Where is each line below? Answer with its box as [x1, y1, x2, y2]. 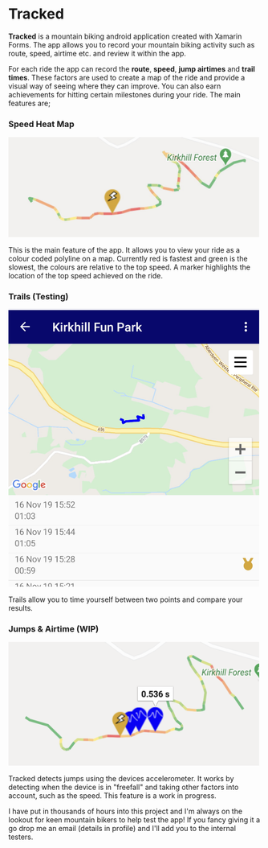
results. [8, 603, 34, 612]
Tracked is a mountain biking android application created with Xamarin [8, 31, 242, 41]
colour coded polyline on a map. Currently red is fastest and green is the [8, 254, 248, 264]
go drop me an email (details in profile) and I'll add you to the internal [8, 824, 237, 834]
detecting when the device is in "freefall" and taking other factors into [8, 782, 239, 792]
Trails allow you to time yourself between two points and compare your [8, 595, 243, 604]
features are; [8, 98, 51, 108]
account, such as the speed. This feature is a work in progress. [8, 791, 217, 801]
